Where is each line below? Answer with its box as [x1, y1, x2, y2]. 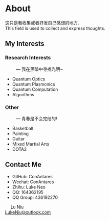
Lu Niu [10, 204, 24, 210]
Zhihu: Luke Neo [12, 184, 45, 190]
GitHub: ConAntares [12, 173, 53, 179]
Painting [12, 131, 29, 137]
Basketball [12, 125, 33, 131]
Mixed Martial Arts [12, 141, 49, 147]
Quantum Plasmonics [12, 81, 55, 87]
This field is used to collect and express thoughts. [5, 25, 106, 31]
